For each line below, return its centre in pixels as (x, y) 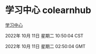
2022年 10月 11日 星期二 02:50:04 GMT (45, 46)
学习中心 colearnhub (48, 10)
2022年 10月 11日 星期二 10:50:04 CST (44, 35)
